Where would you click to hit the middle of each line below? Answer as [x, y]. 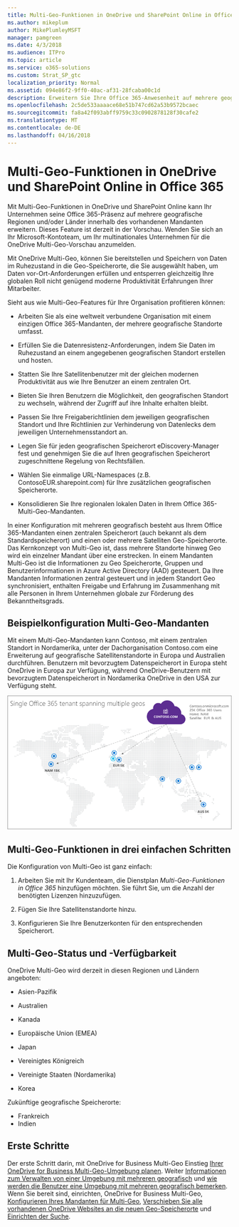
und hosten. [35, 360]
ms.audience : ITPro [36, 53]
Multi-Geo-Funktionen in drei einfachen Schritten [119, 849]
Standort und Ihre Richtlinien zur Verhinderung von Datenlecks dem [117, 424]
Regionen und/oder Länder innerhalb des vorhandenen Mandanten [105, 222]
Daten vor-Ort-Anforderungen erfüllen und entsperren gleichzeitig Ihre [111, 273]
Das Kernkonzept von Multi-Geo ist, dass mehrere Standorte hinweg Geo [115, 548]
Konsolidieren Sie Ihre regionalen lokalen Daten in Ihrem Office [109, 503]
